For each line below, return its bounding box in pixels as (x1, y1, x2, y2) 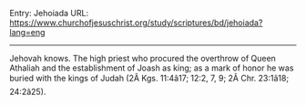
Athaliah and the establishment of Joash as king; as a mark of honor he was (9, 62, 294, 73)
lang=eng (9, 27, 46, 37)
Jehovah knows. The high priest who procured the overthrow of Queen (9, 53, 276, 63)
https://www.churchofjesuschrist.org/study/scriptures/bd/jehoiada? (9, 17, 263, 28)
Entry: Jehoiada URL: (9, 8, 89, 18)
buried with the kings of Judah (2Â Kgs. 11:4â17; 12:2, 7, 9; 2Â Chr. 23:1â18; (9, 72, 290, 83)
